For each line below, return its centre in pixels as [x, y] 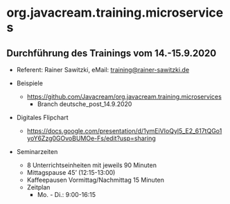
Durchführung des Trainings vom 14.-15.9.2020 [112, 53]
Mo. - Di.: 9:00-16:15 [67, 195]
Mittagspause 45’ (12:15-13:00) [71, 172]
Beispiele [29, 83]
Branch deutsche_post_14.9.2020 [85, 104]
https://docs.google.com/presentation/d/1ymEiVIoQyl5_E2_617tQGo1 [124, 131]
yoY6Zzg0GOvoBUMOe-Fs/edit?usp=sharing [91, 138]
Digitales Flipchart [42, 117]
